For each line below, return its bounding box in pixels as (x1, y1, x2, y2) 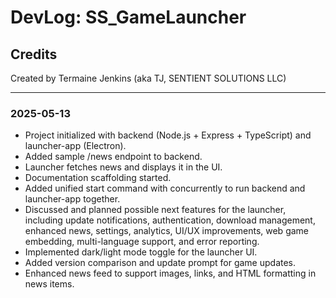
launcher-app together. (24, 193, 121, 205)
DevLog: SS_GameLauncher (10, 6, 247, 29)
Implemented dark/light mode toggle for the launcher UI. (24, 246, 258, 258)
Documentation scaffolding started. (24, 172, 172, 184)
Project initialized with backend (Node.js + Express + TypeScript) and (24, 129, 312, 141)
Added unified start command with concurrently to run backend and (24, 182, 306, 195)
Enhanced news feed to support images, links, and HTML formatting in (24, 267, 317, 280)
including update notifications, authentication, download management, (24, 214, 316, 226)
